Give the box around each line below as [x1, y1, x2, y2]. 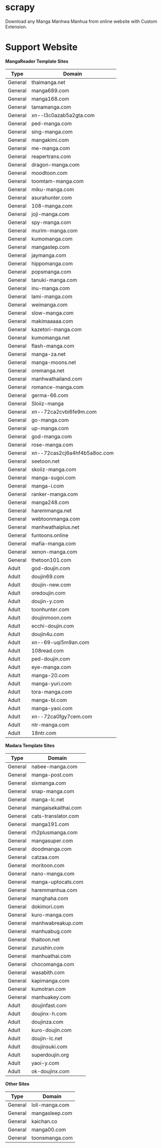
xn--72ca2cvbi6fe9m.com [31, 408, 97, 415]
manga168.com [31, 95, 70, 102]
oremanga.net [31, 367, 65, 374]
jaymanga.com [31, 251, 67, 258]
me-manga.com [31, 144, 70, 152]
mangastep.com [31, 243, 70, 250]
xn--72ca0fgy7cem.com [31, 713, 92, 720]
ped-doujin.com [31, 655, 71, 662]
